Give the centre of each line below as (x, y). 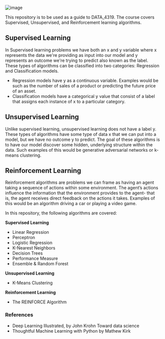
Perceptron (24, 238)
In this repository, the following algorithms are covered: (61, 213)
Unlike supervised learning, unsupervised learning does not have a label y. (81, 129)
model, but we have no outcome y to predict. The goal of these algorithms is (82, 139)
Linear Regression (31, 232)
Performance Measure (35, 258)
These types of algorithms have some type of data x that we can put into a (81, 134)
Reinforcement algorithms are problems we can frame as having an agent (80, 182)
